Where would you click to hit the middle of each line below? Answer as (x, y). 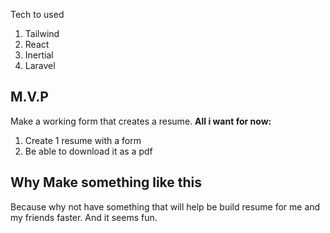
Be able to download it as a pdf (88, 151)
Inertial (39, 55)
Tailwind (42, 33)
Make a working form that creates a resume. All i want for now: (141, 121)
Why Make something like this (106, 182)
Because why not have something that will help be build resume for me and (165, 206)
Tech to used (37, 14)
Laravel (40, 65)
